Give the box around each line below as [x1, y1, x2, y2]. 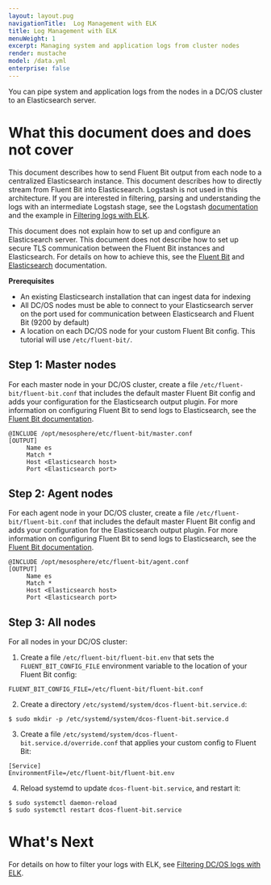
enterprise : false [8, 65, 70, 73]
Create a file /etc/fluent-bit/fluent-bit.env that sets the [19, 652, 215, 663]
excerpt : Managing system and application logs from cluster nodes [8, 42, 240, 50]
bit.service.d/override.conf [19, 740, 119, 748]
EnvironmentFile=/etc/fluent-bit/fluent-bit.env [8, 769, 175, 778]
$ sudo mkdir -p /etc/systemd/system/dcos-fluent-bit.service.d [8, 715, 229, 723]
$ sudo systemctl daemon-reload [8, 799, 117, 807]
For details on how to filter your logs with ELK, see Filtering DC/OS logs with [8, 860, 261, 870]
